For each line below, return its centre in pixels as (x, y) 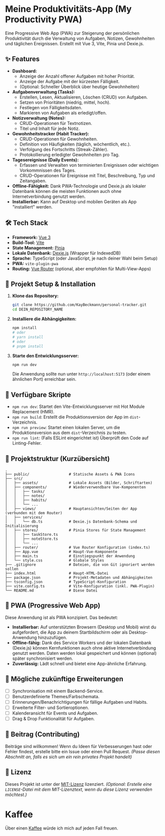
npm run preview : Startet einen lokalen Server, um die (66, 428)
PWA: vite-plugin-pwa (35, 263)
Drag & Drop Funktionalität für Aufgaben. (53, 718)
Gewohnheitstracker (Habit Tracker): (51, 133)
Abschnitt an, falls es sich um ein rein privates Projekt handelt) (69, 757)
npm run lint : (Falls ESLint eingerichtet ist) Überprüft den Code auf (80, 438)
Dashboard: (25, 71)
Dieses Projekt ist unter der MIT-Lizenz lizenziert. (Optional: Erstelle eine (79, 784)
